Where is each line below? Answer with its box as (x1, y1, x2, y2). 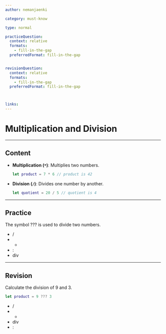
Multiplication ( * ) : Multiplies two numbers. (12, 162, 100, 168)
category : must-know (5, 16, 48, 21)
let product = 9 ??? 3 (5, 294, 52, 299)
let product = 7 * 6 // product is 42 (12, 171, 92, 176)
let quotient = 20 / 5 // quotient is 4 (12, 190, 97, 195)
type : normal (5, 25, 32, 30)
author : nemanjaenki (5, 7, 48, 12)
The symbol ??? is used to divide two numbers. (5, 222, 101, 228)
